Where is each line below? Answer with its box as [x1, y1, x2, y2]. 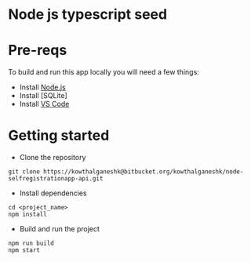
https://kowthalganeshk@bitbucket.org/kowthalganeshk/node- [42, 168, 244, 176]
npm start [8, 246, 41, 254]
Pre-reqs [8, 42, 67, 60]
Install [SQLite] [19, 91, 68, 100]
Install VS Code [19, 100, 70, 109]
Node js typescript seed [8, 5, 167, 24]
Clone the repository [19, 153, 86, 162]
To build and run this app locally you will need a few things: [8, 67, 200, 77]
